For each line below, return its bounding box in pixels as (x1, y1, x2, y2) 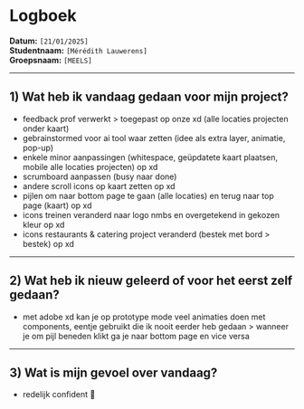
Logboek (9, 5, 77, 26)
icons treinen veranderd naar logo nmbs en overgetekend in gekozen (22, 209, 280, 220)
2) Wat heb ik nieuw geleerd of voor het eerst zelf (9, 273, 293, 289)
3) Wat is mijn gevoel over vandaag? (9, 365, 218, 380)
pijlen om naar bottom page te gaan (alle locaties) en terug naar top (22, 190, 274, 201)
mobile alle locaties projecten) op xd (22, 161, 158, 172)
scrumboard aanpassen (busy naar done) (22, 171, 177, 182)
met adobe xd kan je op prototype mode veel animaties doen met (22, 311, 266, 322)
